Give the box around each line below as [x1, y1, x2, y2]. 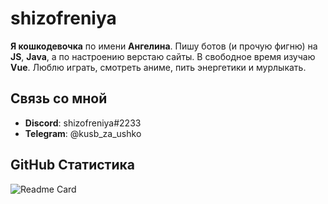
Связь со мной [10, 90, 108, 107]
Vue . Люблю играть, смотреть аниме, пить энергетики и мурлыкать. [10, 61, 307, 73]
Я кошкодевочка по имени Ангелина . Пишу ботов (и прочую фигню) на [10, 40, 318, 52]
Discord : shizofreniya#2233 [24, 117, 142, 129]
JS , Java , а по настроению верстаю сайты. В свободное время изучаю [10, 50, 316, 62]
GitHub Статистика [10, 157, 135, 174]
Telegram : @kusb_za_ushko [24, 127, 142, 139]
